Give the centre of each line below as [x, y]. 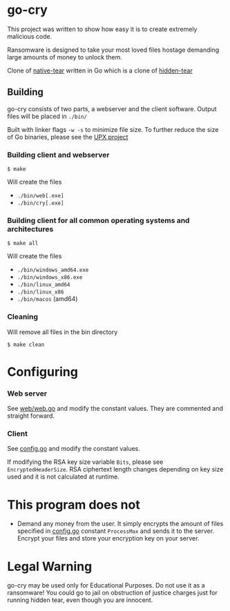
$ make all [23, 244]
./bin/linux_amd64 [44, 285]
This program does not [74, 504]
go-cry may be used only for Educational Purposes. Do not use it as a [106, 585]
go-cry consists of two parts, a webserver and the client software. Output [112, 108]
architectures [30, 229]
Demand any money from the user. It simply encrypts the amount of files [120, 524]
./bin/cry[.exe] [40, 203]
